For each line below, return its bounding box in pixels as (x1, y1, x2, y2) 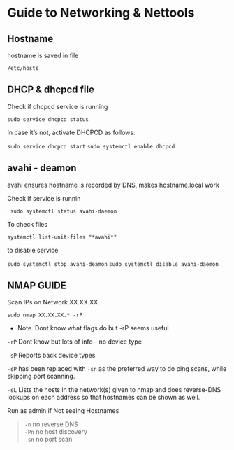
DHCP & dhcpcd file (7, 84, 94, 96)
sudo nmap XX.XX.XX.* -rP (7, 311, 82, 319)
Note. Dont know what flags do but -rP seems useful (17, 324, 169, 332)
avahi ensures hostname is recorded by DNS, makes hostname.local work (7, 181, 220, 189)
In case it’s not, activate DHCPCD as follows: (7, 128, 136, 136)
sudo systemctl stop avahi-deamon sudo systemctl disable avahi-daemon (7, 260, 219, 267)
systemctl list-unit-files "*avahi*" (7, 233, 117, 241)
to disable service (7, 246, 59, 254)
